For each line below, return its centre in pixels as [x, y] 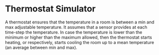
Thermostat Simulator [50, 9]
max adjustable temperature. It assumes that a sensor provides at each [76, 27]
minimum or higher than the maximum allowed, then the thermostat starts [79, 37]
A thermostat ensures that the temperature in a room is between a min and [80, 22]
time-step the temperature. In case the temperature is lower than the [74, 32]
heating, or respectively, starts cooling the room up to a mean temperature [79, 42]
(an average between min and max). [41, 47]
